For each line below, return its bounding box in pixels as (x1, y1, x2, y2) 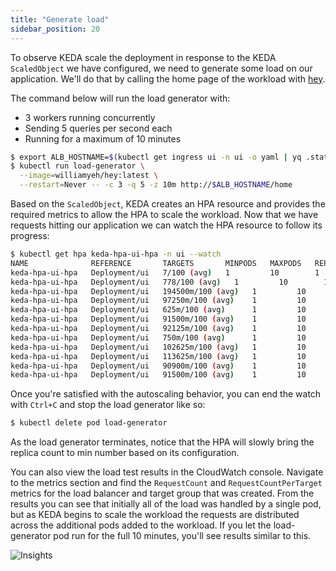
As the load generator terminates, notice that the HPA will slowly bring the (10, 436, 315, 448)
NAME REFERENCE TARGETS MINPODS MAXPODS (10, 258, 302, 268)
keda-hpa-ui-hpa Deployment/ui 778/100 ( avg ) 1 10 (10, 277, 288, 287)
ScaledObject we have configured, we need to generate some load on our (10, 62, 313, 74)
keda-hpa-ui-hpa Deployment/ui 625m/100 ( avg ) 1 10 (10, 305, 307, 315)
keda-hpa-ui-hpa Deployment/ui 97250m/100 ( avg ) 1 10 (10, 296, 307, 306)
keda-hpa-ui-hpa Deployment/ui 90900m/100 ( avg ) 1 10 (10, 361, 307, 371)
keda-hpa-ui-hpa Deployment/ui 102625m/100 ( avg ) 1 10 (10, 342, 307, 352)
